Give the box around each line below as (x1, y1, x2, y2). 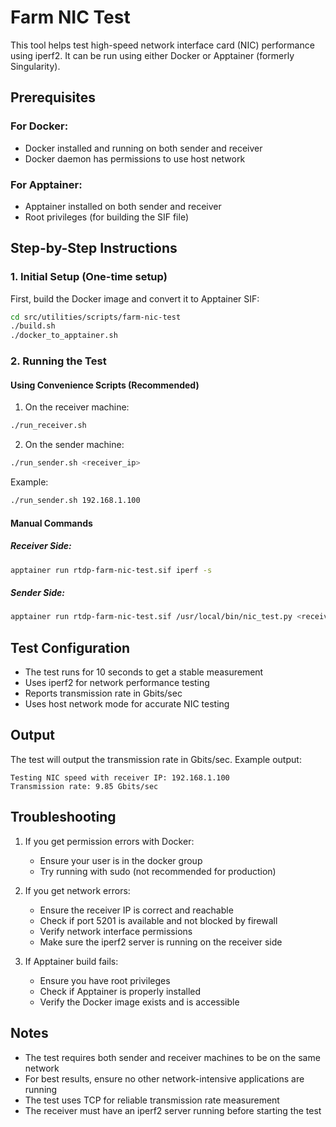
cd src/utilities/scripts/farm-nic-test (10, 312, 182, 322)
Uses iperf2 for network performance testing (24, 677, 210, 689)
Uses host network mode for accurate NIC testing (24, 698, 230, 710)
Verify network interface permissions (39, 925, 193, 937)
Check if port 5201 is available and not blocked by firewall (39, 914, 278, 926)
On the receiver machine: (24, 401, 130, 413)
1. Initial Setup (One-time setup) (10, 270, 168, 284)
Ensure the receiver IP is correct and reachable (39, 904, 234, 916)
